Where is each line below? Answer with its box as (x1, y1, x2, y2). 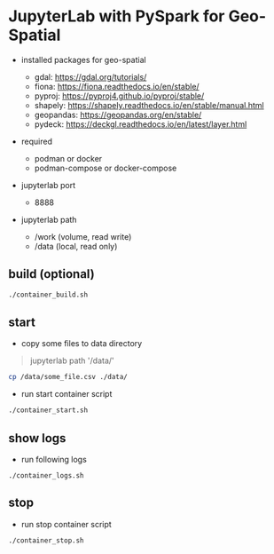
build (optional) (8, 266, 95, 281)
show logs (8, 431, 67, 446)
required (20, 136, 53, 146)
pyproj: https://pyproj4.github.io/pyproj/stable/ (34, 91, 205, 101)
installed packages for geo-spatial (20, 54, 147, 65)
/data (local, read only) (34, 241, 118, 251)
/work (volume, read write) (34, 231, 132, 241)
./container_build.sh (8, 290, 89, 299)
